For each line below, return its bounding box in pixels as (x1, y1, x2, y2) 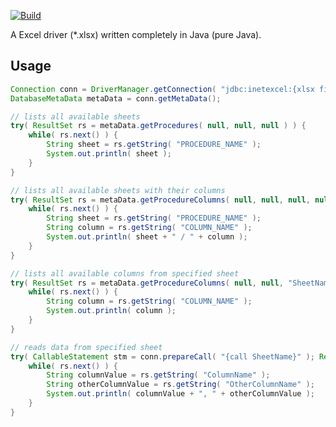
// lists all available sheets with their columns (10, 185, 226, 195)
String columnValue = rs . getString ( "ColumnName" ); (46, 370, 271, 380)
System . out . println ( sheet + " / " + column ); (46, 232, 248, 242)
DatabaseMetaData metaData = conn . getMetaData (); (10, 93, 222, 104)
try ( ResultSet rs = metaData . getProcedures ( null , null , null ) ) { (10, 121, 307, 131)
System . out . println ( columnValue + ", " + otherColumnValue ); (46, 389, 315, 399)
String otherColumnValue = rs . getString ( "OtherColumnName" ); (46, 380, 315, 390)
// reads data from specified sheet (10, 342, 163, 352)
